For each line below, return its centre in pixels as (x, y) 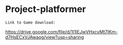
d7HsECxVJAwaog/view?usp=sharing (45, 37)
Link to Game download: (30, 22)
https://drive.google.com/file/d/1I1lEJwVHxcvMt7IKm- (61, 31)
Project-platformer (46, 9)
